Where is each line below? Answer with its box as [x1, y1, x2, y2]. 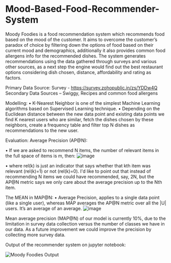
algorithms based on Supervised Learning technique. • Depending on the [5, 105, 160, 111]
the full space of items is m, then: [5, 153, 76, 159]
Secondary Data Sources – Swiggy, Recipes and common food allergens [5, 90, 158, 96]
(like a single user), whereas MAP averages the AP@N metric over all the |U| [5, 200, 166, 206]
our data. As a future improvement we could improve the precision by [5, 226, 152, 232]
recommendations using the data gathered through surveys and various [5, 58, 157, 64]
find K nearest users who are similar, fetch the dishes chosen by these [5, 116, 154, 122]
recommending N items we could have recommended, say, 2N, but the [5, 173, 155, 180]
